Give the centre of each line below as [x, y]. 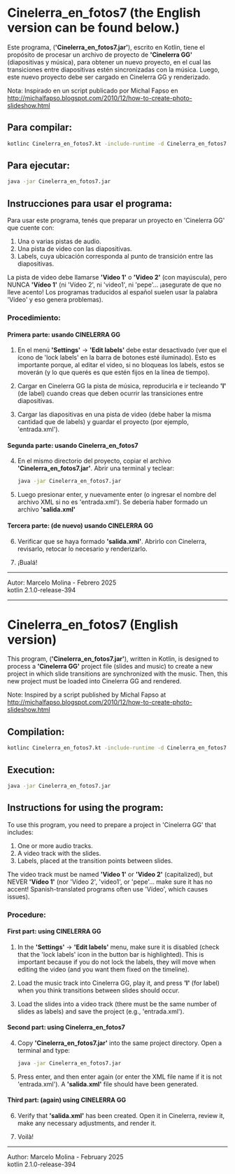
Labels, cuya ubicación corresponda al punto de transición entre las [115, 257]
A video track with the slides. [59, 853]
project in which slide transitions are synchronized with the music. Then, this [117, 674]
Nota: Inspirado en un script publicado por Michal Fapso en [93, 90]
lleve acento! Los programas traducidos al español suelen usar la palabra [113, 292]
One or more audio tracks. [55, 845]
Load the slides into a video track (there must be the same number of [117, 1004]
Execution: [31, 770]
